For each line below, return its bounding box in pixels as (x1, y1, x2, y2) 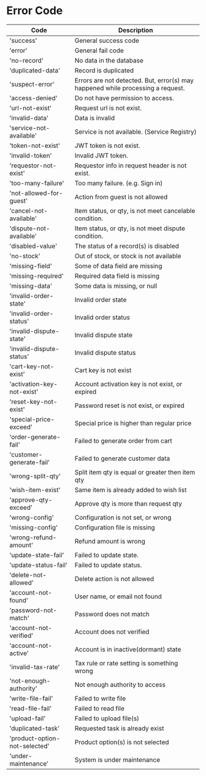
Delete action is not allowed (74, 574, 154, 583)
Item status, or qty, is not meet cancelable (74, 206, 196, 215)
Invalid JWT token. (74, 151, 129, 159)
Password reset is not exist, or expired (74, 401, 185, 410)
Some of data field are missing (74, 261, 162, 270)
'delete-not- (9, 570, 47, 579)
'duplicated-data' (9, 66, 61, 74)
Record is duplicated (74, 66, 134, 74)
